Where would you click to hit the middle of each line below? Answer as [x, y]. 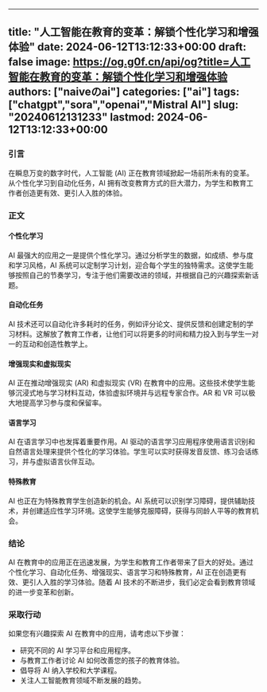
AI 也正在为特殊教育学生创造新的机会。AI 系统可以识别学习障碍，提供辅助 [128, 501]
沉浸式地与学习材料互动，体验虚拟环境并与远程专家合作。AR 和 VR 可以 [132, 393]
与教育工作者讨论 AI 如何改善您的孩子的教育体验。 [102, 661]
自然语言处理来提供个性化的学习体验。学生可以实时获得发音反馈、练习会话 [130, 452]
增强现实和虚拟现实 [40, 364]
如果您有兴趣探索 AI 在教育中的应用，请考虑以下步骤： [97, 634]
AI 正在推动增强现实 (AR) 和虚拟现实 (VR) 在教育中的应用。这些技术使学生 [128, 383]
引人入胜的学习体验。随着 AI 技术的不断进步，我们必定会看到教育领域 [142, 582]
